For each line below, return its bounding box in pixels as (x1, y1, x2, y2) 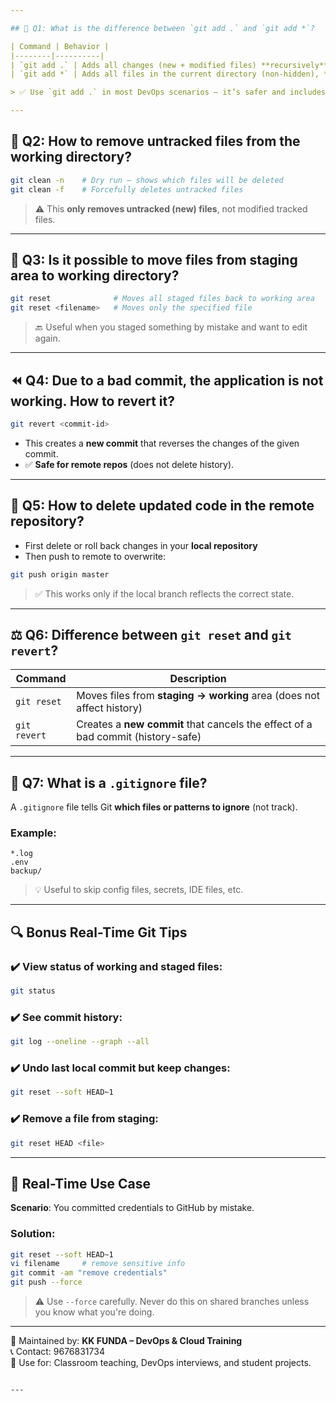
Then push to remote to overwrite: (24, 550, 167, 562)
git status (10, 986, 56, 996)
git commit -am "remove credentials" (10, 1268, 168, 1278)
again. (34, 332, 61, 345)
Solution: (10, 1227, 56, 1241)
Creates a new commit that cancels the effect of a (76, 717, 313, 731)
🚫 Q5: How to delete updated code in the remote (10, 497, 315, 515)
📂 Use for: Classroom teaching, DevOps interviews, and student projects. (10, 1357, 312, 1369)
